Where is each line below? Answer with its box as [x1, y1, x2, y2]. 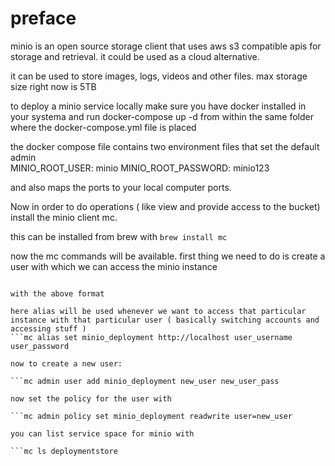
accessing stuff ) [10, 323, 87, 334]
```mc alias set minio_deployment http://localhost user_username [10, 332, 293, 342]
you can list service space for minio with [10, 428, 195, 439]
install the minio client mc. [10, 211, 118, 223]
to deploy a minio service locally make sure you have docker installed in [10, 100, 307, 112]
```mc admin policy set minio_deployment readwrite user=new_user [10, 411, 293, 421]
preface [10, 7, 77, 30]
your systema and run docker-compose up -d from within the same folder [10, 110, 314, 122]
